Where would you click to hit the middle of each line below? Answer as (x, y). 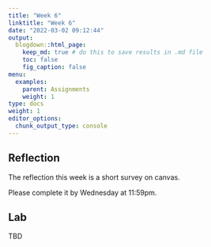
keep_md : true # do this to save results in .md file (113, 52)
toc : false (40, 60)
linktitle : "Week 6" (42, 23)
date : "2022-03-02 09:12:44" (56, 30)
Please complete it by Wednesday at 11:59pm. (83, 192)
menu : (17, 74)
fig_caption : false (55, 67)
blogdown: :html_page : (51, 45)
